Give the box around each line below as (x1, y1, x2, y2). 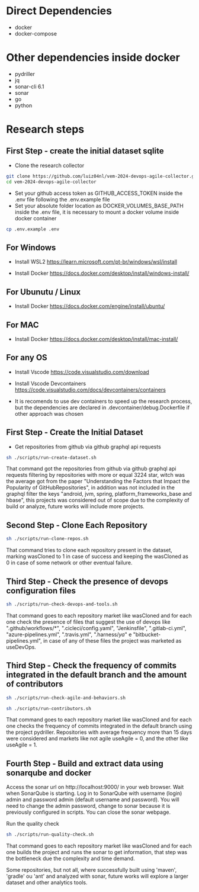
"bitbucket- (133, 631, 161, 638)
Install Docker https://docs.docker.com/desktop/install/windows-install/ (14, 269, 190, 277)
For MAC (6, 320, 40, 330)
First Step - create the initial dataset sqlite (6, 146, 164, 156)
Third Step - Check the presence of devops (6, 576, 169, 586)
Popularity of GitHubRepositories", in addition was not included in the (6, 484, 175, 491)
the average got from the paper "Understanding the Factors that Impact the (6, 478, 190, 485)
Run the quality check (6, 820, 59, 827)
